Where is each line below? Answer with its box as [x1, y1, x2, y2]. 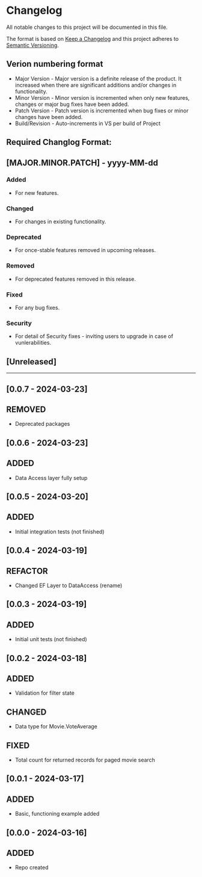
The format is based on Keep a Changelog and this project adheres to [6, 35, 179, 42]
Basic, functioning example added [14, 810, 100, 817]
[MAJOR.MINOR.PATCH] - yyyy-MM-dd [6, 158, 158, 168]
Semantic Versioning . [6, 42, 59, 49]
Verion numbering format [6, 59, 103, 69]
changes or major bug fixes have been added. [14, 100, 129, 108]
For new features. [14, 189, 59, 196]
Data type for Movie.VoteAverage [14, 723, 98, 730]
